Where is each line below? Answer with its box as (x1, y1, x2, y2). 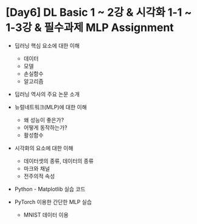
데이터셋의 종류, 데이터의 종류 (23, 157, 94, 165)
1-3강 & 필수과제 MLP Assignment (5, 21, 174, 35)
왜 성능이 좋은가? (23, 116, 64, 123)
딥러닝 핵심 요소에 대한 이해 (14, 42, 80, 49)
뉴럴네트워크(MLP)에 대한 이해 (14, 103, 88, 110)
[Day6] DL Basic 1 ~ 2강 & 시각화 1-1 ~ (5, 5, 192, 19)
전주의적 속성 (23, 172, 55, 180)
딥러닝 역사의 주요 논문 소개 (14, 90, 80, 98)
